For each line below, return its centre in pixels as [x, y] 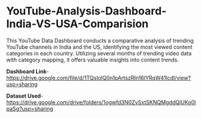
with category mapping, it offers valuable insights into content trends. [93, 60]
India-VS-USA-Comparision [77, 24]
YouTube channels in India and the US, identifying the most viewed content [99, 47]
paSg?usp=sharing [30, 108]
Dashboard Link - [28, 71]
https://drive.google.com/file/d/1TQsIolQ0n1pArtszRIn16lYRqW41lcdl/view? [99, 78]
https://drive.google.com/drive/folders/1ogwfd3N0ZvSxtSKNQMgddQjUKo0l [101, 102]
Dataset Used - [25, 96]
